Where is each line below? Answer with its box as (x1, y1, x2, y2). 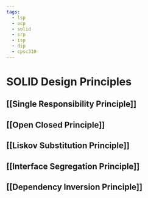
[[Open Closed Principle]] (6, 119, 105, 130)
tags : (6, 9, 20, 15)
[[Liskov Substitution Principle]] (6, 141, 130, 151)
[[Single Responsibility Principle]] (6, 99, 137, 110)
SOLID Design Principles (6, 74, 132, 88)
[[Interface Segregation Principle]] (6, 161, 140, 171)
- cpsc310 (12, 49, 37, 55)
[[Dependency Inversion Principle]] (6, 182, 143, 192)
